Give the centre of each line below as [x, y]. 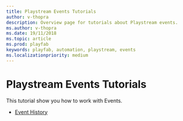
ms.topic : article [29, 39]
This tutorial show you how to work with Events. [64, 100]
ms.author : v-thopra [32, 28]
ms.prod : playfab [27, 45]
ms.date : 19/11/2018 [32, 33]
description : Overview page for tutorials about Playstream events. [92, 22]
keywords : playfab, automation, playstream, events [71, 50]
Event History [31, 112]
